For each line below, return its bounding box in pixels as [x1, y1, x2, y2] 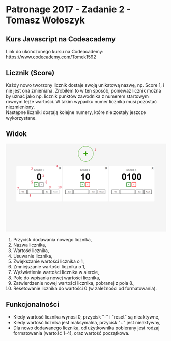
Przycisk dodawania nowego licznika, [13, 236, 92, 242]
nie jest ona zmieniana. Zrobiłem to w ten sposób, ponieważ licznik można [6, 87, 161, 94]
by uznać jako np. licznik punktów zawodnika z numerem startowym [6, 93, 149, 99]
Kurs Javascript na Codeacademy [6, 35, 116, 43]
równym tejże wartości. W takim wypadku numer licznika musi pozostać [6, 98, 157, 104]
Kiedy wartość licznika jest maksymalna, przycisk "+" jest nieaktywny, [13, 319, 161, 325]
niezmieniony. [6, 104, 35, 110]
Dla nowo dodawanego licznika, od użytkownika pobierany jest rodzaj [13, 325, 160, 331]
